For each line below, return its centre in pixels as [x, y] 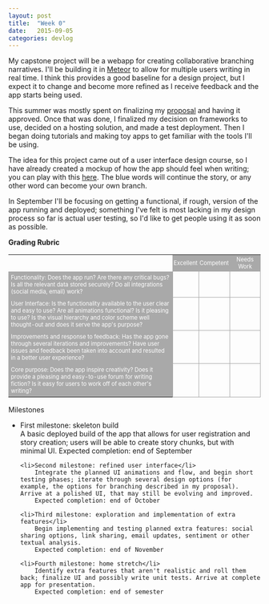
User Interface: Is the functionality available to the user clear [90, 303]
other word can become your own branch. [78, 186]
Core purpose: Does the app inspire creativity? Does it [82, 370]
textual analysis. [50, 542]
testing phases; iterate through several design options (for [126, 479]
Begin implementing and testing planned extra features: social [144, 529]
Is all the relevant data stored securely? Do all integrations [87, 284]
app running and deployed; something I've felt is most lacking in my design [132, 210]
